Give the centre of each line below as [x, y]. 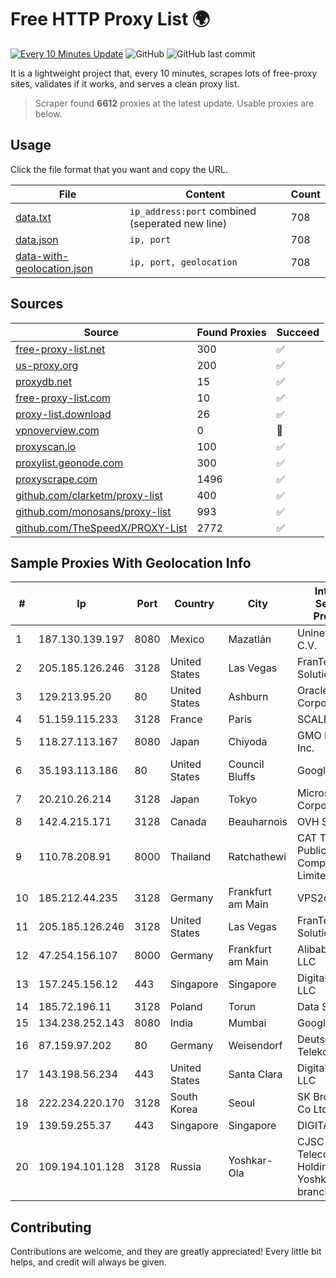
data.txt [33, 217]
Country [194, 604]
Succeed [298, 332]
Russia [185, 1167]
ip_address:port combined [193, 211]
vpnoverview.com [57, 430]
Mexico [187, 639]
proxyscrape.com [56, 479]
